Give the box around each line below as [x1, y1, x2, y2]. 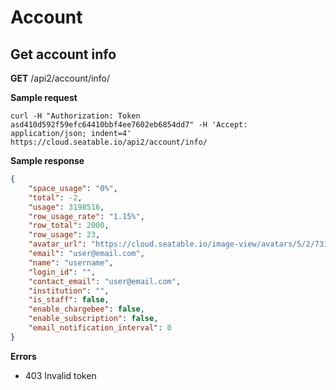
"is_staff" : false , [28, 295, 110, 305]
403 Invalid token [24, 369, 97, 381]
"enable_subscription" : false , [28, 314, 159, 324]
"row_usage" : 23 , [28, 230, 101, 240]
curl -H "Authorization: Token [10, 111, 141, 121]
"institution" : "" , [28, 286, 110, 296]
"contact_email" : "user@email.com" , [28, 276, 182, 286]
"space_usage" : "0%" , [28, 183, 118, 193]
